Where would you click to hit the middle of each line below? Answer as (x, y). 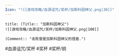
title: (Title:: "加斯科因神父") (37, 24)
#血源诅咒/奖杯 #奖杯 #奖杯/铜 (36, 48)
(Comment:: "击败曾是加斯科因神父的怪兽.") (45, 39)
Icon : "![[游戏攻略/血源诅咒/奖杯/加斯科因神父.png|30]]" (60, 10)
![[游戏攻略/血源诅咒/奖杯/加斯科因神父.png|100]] (52, 29)
